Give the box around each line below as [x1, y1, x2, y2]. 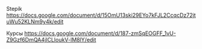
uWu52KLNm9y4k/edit [6, 18, 64, 25]
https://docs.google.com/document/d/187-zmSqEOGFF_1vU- [24, 30, 177, 37]
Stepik [6, 5, 22, 12]
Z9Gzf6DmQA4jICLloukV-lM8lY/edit [6, 36, 96, 43]
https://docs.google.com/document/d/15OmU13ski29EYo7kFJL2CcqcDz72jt [6, 11, 196, 19]
